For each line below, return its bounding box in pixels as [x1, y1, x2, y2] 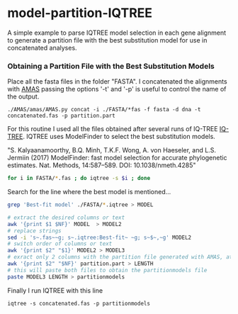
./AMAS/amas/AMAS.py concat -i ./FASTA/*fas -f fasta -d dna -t [7, 106, 201, 113]
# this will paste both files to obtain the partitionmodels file [7, 267, 208, 274]
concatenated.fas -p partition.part [7, 112, 115, 120]
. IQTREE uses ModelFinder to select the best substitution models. [22, 133, 216, 141]
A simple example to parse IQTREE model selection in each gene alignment [7, 28, 227, 37]
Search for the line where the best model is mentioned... [7, 188, 171, 196]
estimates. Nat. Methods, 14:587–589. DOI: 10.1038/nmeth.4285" [7, 161, 196, 169]
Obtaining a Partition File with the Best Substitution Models [7, 61, 215, 71]
